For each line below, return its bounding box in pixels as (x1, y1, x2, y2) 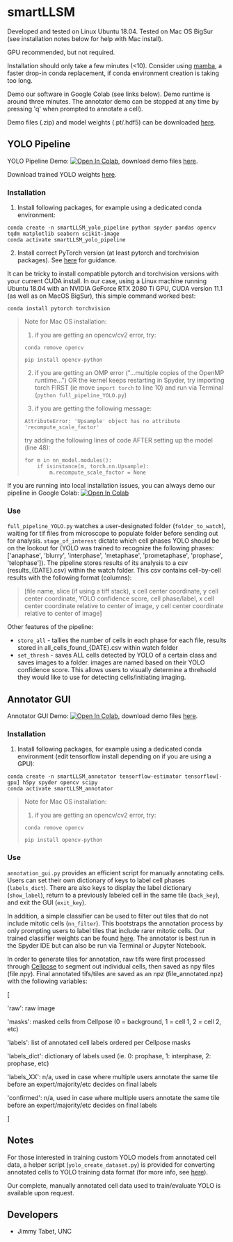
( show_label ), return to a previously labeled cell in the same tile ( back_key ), (7, 891, 220, 899)
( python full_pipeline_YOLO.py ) (34, 391, 127, 399)
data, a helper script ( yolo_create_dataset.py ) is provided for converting (7, 1160, 216, 1169)
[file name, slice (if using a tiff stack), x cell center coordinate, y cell (24, 587, 219, 596)
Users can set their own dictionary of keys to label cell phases (7, 876, 186, 884)
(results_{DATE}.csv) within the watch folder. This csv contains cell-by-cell (7, 566, 221, 575)
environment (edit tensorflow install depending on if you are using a (17, 752, 211, 761)
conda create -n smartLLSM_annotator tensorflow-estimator (7, 773, 182, 780)
